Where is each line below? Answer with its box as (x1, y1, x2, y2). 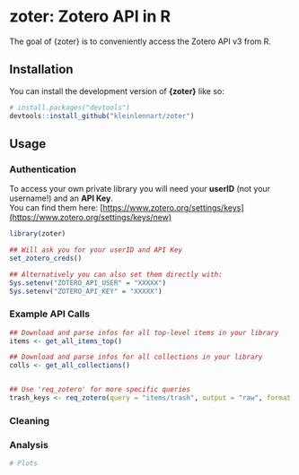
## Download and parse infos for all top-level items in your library (9, 328, 279, 337)
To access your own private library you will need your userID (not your (9, 184, 271, 194)
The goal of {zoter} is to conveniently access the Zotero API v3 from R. (9, 36, 272, 47)
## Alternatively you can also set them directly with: (9, 270, 223, 279)
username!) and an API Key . (9, 193, 114, 203)
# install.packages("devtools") (9, 103, 130, 112)
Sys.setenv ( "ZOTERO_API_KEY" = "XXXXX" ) (9, 287, 163, 296)
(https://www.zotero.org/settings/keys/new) (9, 212, 172, 223)
